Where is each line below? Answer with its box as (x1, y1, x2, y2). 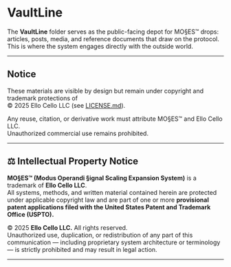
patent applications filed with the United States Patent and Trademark (7, 202, 211, 211)
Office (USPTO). (7, 210, 54, 218)
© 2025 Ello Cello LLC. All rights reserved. (7, 223, 128, 231)
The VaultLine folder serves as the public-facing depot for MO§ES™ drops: (7, 27, 219, 36)
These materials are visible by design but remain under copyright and (7, 86, 204, 95)
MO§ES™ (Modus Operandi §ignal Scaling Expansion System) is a (7, 174, 197, 182)
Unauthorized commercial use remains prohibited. (7, 129, 149, 137)
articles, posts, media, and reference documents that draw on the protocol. (7, 34, 220, 43)
